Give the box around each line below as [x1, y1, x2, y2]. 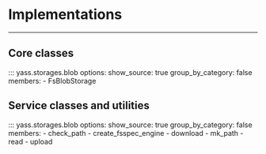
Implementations [8, 6, 123, 24]
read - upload [8, 137, 53, 146]
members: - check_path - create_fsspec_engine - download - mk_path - [8, 128, 244, 137]
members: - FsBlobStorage [8, 76, 97, 85]
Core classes [8, 47, 74, 60]
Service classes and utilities [8, 99, 150, 112]
